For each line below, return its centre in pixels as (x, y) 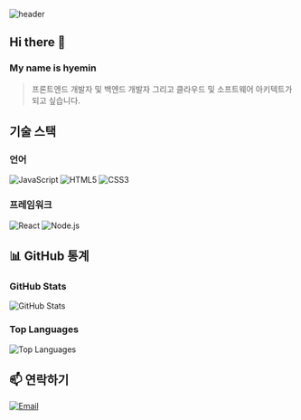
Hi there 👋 (38, 42)
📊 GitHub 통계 (49, 257)
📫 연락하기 (39, 380)
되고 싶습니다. (56, 100)
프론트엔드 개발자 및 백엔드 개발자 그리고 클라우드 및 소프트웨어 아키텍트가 (162, 89)
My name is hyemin (53, 68)
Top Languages (44, 329)
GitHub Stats (38, 286)
